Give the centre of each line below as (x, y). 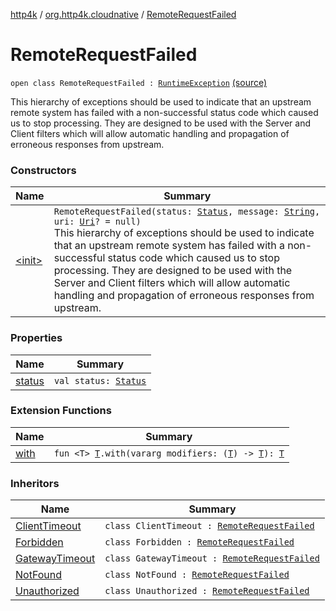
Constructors (43, 170)
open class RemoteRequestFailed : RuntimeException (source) (139, 82)
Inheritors (35, 483)
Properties (36, 338)
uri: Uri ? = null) (97, 222)
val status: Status (100, 380)
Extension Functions (61, 411)
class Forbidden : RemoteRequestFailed (199, 542)
